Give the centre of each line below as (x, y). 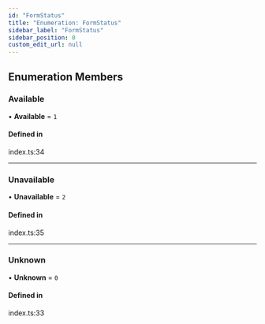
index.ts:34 (26, 152)
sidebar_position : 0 (42, 37)
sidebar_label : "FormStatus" (56, 30)
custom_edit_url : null (45, 45)
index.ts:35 (26, 233)
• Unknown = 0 (33, 277)
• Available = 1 (33, 116)
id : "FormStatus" (37, 15)
